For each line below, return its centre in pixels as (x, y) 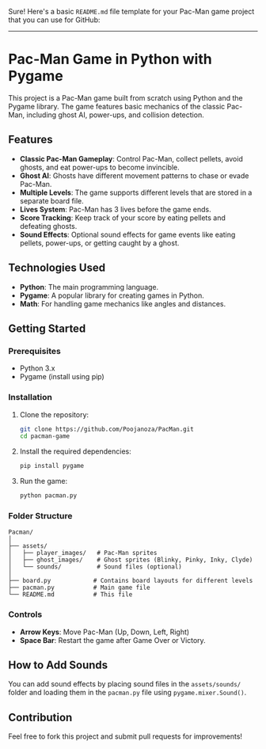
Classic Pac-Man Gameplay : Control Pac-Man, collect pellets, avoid (131, 158)
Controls (25, 614)
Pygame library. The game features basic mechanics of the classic (117, 106)
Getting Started (47, 328)
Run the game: (44, 481)
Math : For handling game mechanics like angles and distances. (123, 303)
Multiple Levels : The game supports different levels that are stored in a (136, 192)
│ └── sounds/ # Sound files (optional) (95, 567)
